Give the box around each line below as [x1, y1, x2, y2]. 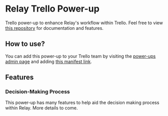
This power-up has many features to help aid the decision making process [5, 99, 160, 106]
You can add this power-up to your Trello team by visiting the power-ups [5, 53, 156, 59]
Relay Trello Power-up [5, 3, 100, 15]
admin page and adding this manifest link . [5, 59, 92, 65]
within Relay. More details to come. [5, 105, 78, 111]
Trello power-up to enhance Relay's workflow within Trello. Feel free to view [5, 20, 163, 26]
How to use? [5, 40, 45, 48]
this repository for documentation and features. [5, 25, 104, 31]
